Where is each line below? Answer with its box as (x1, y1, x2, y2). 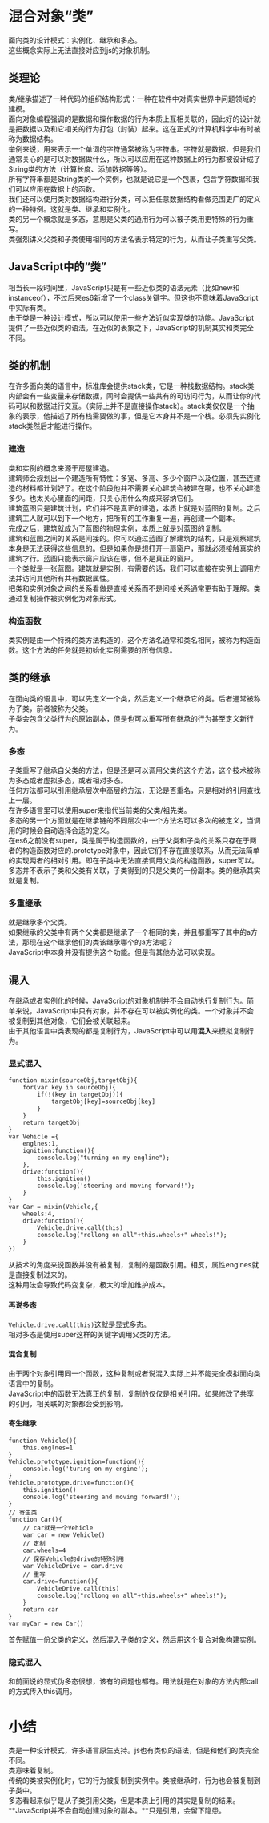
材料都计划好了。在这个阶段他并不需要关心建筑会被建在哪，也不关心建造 (22, 483, 261, 493)
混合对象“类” (8, 7, 94, 26)
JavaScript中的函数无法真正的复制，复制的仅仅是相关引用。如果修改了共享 (8, 1388, 255, 1398)
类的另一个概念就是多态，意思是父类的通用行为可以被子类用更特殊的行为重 (8, 214, 254, 224)
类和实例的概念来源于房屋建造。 (8, 463, 114, 473)
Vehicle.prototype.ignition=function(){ (8, 1458, 146, 1466)
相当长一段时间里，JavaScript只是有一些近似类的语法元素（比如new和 (8, 282, 240, 293)
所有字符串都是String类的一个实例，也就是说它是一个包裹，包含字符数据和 (8, 174, 253, 184)
